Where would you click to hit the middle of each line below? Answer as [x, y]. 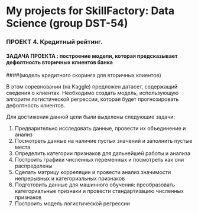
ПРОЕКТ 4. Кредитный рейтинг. [54, 42]
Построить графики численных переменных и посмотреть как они [99, 160]
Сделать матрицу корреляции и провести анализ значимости [93, 172]
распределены [33, 166]
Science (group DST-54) [67, 23]
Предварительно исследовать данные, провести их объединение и [100, 129]
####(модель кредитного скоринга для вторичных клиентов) [84, 76]
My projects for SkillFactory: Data [90, 11]
